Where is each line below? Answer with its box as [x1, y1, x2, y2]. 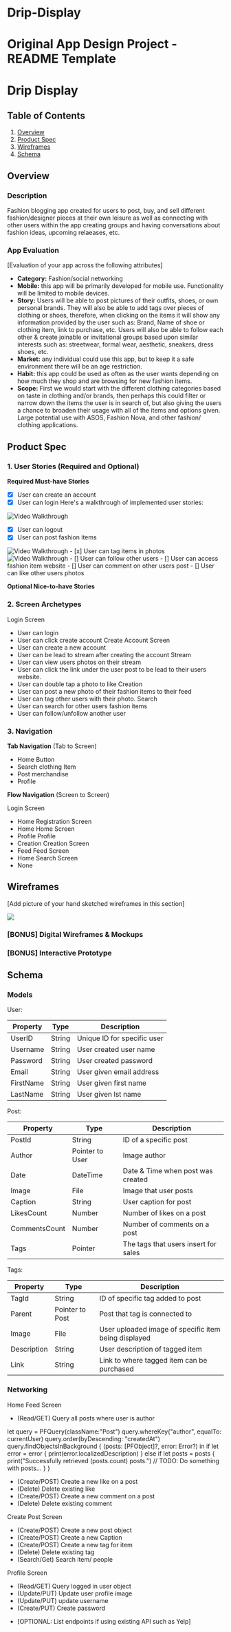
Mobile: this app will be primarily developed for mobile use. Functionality [16, 282, 223, 290]
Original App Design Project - [7, 37, 177, 52]
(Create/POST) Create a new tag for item [16, 1540, 133, 1549]
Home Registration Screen [16, 817, 92, 825]
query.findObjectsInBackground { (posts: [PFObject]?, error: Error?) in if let [7, 1442, 219, 1450]
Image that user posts [122, 1186, 194, 1196]
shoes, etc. [16, 348, 49, 356]
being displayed [99, 1333, 151, 1343]
